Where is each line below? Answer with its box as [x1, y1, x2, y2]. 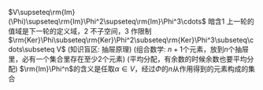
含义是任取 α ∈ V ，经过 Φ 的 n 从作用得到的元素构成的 [80, 64, 249, 74]
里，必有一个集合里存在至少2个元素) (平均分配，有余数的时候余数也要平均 [8, 55, 247, 63]
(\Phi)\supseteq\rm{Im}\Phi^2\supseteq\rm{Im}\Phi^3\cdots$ [8, 16, 206, 26]
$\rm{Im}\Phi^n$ [19, 64, 74, 74]
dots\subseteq [8, 45, 55, 54]
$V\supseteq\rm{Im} [8, 8, 76, 16]
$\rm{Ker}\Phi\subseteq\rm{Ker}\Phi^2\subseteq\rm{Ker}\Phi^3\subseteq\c [8, 35, 254, 45]
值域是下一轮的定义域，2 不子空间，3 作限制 [8, 27, 152, 35]
